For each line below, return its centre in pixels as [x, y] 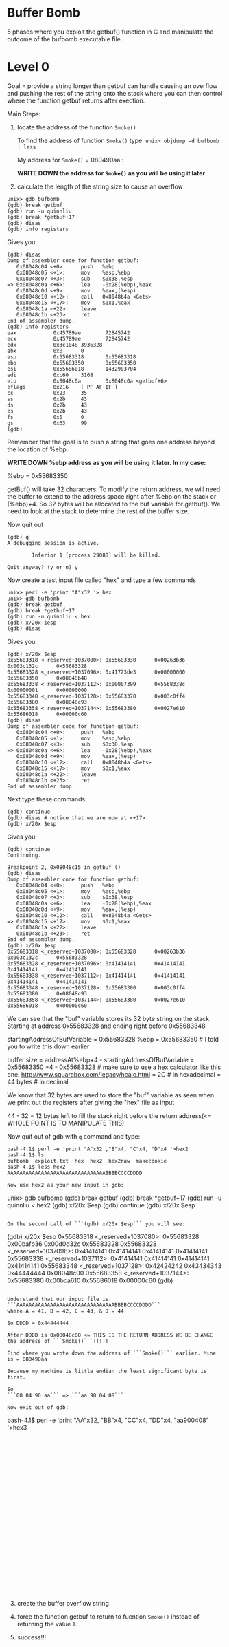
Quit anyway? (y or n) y [43, 567]
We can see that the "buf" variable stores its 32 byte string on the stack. [109, 1018]
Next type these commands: [47, 799]
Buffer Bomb [44, 13]
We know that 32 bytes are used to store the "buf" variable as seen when [111, 1095]
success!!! [32, 1637]
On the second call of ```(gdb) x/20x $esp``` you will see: [96, 1224]
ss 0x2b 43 [47, 399]
